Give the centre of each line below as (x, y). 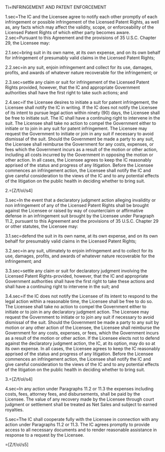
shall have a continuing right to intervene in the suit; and (62, 287)
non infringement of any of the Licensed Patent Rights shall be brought (77, 205)
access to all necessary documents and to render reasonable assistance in (81, 430)
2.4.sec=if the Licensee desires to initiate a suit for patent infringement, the (82, 102)
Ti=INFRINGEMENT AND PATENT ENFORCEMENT (56, 7)
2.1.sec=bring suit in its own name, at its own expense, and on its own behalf (83, 52)
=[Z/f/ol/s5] (17, 445)
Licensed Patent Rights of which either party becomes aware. (68, 32)
